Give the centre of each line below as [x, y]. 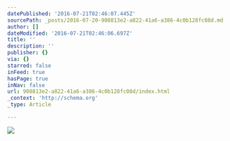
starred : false [29, 66]
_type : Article [29, 105]
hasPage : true [28, 79]
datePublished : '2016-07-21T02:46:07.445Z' [72, 14]
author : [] [23, 27]
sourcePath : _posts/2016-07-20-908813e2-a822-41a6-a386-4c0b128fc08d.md [115, 20]
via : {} [19, 59]
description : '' [31, 46]
